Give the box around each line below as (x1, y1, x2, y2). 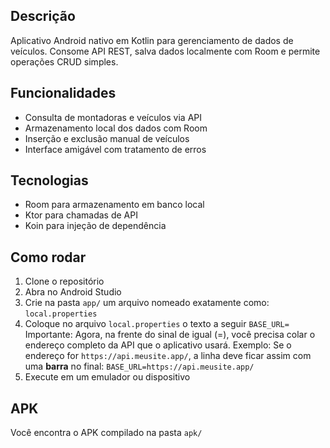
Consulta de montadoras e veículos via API (24, 111, 202, 123)
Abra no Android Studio (24, 286, 122, 298)
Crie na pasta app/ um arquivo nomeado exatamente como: (24, 297, 270, 309)
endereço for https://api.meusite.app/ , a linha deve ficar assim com (24, 350, 312, 362)
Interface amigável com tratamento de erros (24, 143, 207, 155)
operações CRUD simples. (10, 55, 119, 68)
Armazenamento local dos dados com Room (24, 122, 208, 134)
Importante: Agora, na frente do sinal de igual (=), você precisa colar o (24, 329, 316, 341)
